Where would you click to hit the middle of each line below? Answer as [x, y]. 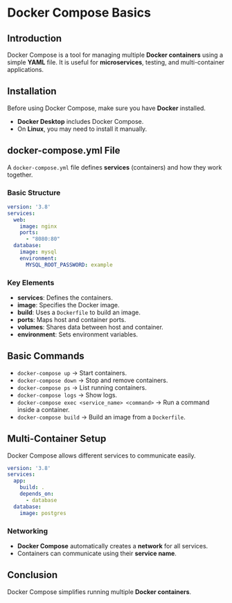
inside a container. [44, 409]
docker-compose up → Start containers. [72, 372]
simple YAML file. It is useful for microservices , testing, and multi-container [116, 62]
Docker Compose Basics [79, 13]
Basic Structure [34, 192]
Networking [28, 531]
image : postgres [43, 513]
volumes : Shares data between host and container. [90, 327]
